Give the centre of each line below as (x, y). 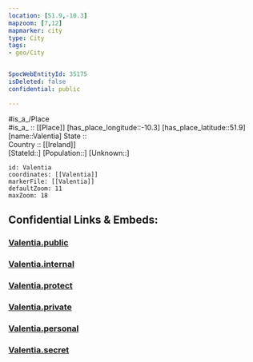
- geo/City (26, 53)
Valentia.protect (41, 285)
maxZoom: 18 (28, 195)
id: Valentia (30, 167)
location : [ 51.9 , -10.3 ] (48, 16)
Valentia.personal (44, 328)
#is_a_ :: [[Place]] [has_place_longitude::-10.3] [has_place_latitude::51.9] (127, 127)
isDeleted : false (37, 82)
